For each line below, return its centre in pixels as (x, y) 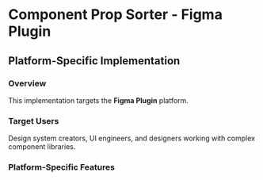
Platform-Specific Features (61, 167)
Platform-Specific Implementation (94, 61)
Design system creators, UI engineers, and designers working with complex (132, 138)
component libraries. (42, 147)
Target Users (34, 121)
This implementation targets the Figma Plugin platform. (98, 100)
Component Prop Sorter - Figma (116, 15)
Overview (27, 83)
